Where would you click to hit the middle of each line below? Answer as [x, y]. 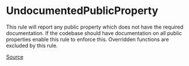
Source [15, 57]
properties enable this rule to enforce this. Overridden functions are [87, 39]
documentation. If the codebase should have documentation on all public [94, 33]
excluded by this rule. [32, 46]
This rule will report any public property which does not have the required [95, 27]
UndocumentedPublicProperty [82, 11]
